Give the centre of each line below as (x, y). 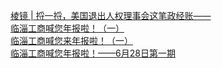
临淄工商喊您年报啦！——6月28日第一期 (93, 53)
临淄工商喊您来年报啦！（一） (71, 40)
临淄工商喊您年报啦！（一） (67, 28)
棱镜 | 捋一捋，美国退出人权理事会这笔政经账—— (111, 15)
